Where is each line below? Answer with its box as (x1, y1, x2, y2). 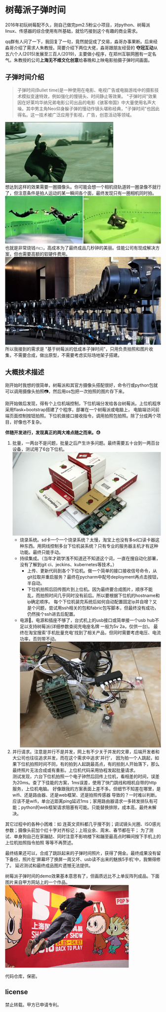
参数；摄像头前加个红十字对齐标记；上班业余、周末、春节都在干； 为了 (5, 827, 149, 833)
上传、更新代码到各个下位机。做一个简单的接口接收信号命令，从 (27, 568, 157, 574)
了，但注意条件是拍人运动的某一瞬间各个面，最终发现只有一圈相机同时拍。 (5, 190, 157, 196)
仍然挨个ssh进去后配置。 (27, 611, 78, 617)
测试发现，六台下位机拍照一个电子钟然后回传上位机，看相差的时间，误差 (12, 773, 160, 779)
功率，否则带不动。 (19, 635, 59, 641)
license (5, 988, 28, 996)
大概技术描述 (5, 368, 44, 377)
